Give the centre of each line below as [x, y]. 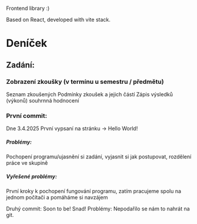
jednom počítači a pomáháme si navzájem [57, 198]
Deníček [27, 43]
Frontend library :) [28, 8]
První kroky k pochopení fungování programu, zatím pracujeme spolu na [94, 191]
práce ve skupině [27, 163]
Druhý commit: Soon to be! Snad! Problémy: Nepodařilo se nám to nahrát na [98, 209]
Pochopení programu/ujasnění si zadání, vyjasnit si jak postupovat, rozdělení [99, 157]
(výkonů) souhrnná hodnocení [43, 101]
